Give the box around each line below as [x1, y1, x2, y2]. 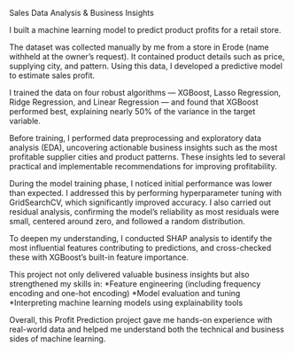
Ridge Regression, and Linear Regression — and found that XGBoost [9, 97, 259, 107]
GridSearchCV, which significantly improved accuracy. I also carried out [9, 197, 272, 208]
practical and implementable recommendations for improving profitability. [9, 161, 277, 171]
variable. [9, 115, 42, 126]
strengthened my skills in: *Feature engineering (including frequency [9, 278, 261, 289]
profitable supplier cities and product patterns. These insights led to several [9, 152, 286, 162]
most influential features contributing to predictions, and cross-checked [9, 243, 272, 253]
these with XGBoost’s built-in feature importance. [9, 252, 189, 263]
